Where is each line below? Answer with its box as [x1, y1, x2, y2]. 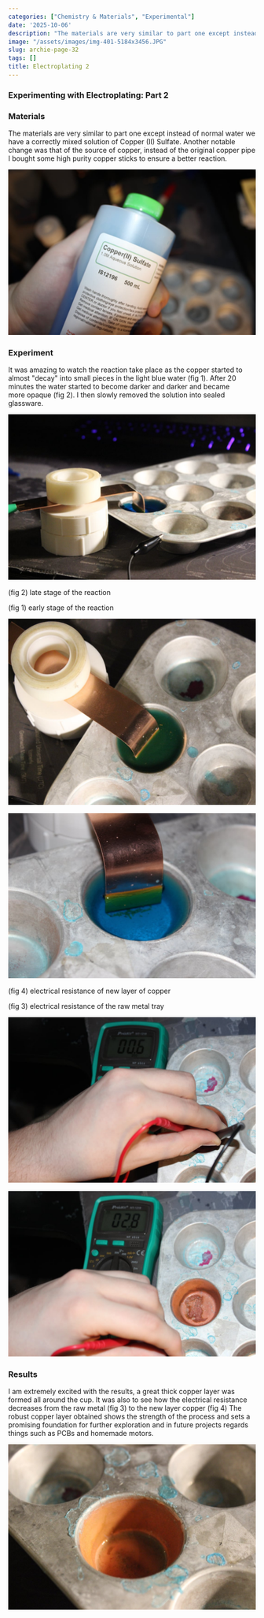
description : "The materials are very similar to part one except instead [8, 29, 258, 37]
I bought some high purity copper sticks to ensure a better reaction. [8, 154, 228, 163]
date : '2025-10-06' [8, 20, 72, 29]
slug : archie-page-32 [8, 46, 79, 54]
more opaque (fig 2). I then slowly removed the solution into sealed [8, 390, 225, 400]
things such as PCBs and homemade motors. [8, 1429, 154, 1438]
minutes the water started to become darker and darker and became [8, 382, 230, 392]
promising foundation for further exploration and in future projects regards [8, 1420, 249, 1430]
